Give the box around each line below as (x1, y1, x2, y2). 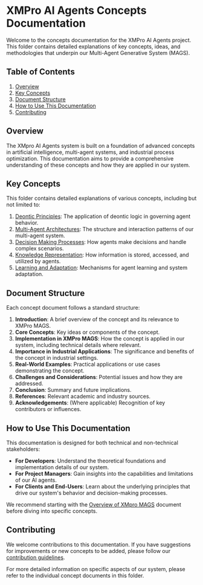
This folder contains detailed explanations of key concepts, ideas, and (6, 43, 181, 50)
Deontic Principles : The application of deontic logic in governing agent (14, 213, 191, 220)
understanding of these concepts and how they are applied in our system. (6, 161, 190, 168)
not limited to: (6, 201, 40, 208)
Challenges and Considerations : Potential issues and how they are (14, 374, 183, 381)
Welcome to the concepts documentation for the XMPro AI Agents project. (6, 36, 192, 43)
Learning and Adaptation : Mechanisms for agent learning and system (14, 264, 188, 272)
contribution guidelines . (6, 554, 65, 561)
